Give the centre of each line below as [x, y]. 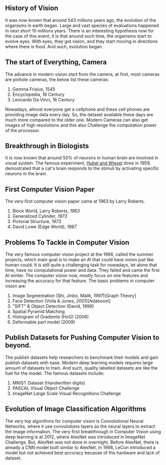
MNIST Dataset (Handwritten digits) [49, 383]
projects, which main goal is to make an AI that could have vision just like [80, 260]
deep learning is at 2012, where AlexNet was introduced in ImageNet [75, 437]
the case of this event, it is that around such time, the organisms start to [79, 36]
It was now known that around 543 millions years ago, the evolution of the [81, 20]
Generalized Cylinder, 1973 [40, 216]
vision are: [16, 286]
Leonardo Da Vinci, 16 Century [44, 99]
